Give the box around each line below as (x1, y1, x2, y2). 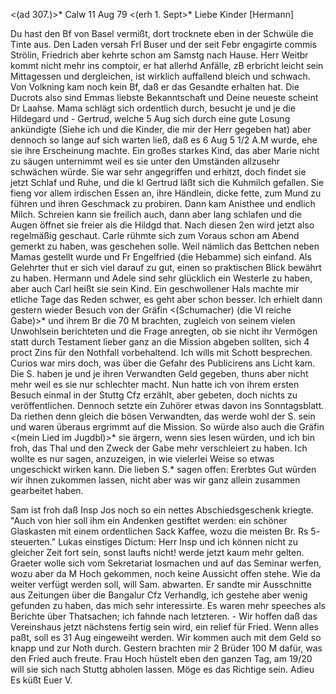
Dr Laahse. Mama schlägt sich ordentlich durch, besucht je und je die (10, 102, 296, 114)
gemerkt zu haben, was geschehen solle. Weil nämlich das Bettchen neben (10, 240, 320, 252)
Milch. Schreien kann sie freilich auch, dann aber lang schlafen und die (10, 209, 302, 220)
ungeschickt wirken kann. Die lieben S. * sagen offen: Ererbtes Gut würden (10, 464, 317, 475)
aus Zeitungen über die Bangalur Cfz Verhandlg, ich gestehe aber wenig (10, 589, 308, 601)
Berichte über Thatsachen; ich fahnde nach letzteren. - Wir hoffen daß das (10, 610, 318, 622)
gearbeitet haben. (10, 485, 84, 496)
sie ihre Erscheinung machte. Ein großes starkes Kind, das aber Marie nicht (10, 145, 320, 156)
